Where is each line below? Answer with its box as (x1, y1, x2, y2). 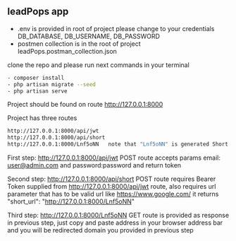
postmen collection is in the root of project (17, 39, 141, 48)
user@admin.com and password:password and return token (7, 161, 182, 170)
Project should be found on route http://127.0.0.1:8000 (7, 100, 163, 109)
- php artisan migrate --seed (7, 81, 97, 88)
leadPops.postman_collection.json (17, 47, 118, 55)
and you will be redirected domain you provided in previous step (7, 226, 194, 235)
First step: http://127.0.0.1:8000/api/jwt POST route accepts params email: (7, 153, 221, 162)
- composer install (7, 74, 65, 81)
